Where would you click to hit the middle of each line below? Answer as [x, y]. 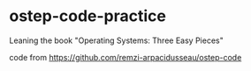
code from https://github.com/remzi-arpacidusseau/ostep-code [125, 57]
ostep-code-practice [87, 16]
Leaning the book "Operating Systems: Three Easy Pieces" [116, 40]
